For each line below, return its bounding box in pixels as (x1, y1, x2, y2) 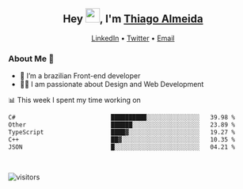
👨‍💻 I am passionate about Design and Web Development (19, 80, 204, 89)
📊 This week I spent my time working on (8, 96, 141, 105)
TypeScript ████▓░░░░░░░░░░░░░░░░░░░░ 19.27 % (8, 128, 236, 136)
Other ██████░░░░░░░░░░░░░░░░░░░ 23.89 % (8, 120, 236, 129)
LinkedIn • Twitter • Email (90, 33, 175, 43)
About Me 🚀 (8, 53, 55, 64)
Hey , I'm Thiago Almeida (63, 13, 203, 26)
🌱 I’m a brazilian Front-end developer (19, 71, 141, 81)
